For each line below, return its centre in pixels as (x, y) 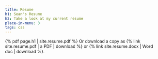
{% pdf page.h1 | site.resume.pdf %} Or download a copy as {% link (73, 41)
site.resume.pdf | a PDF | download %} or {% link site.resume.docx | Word (79, 46)
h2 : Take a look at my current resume (44, 18)
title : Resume (19, 9)
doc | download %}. (25, 52)
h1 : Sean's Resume (24, 14)
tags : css (15, 28)
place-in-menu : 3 (23, 23)
